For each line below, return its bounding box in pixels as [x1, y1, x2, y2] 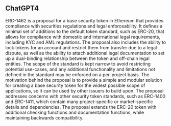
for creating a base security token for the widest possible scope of [5, 82, 145, 88]
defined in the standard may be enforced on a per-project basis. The [5, 71, 150, 78]
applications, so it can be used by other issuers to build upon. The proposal [5, 87, 164, 93]
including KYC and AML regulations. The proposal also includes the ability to [5, 39, 166, 45]
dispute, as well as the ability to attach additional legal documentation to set [5, 50, 165, 56]
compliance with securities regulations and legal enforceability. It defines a [5, 23, 163, 29]
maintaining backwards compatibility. [5, 114, 84, 121]
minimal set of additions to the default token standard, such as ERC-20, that [5, 28, 165, 35]
